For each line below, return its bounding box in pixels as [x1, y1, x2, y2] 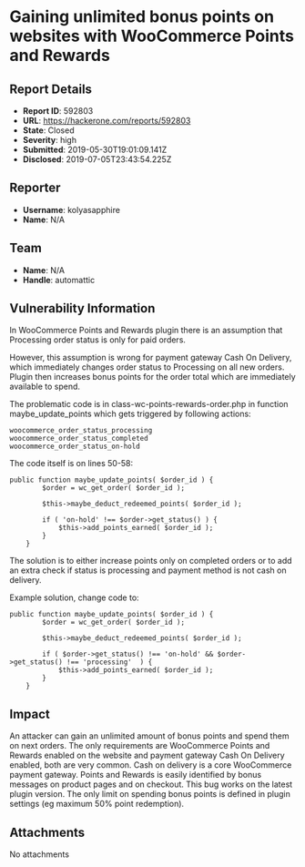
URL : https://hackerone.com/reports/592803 [22, 116, 191, 126]
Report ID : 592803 [22, 106, 94, 116]
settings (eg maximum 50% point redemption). [9, 799, 185, 810]
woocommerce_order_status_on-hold [9, 442, 141, 452]
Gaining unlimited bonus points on [9, 6, 275, 27]
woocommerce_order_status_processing [9, 426, 153, 435]
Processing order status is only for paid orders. [9, 334, 187, 345]
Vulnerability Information [9, 301, 156, 316]
